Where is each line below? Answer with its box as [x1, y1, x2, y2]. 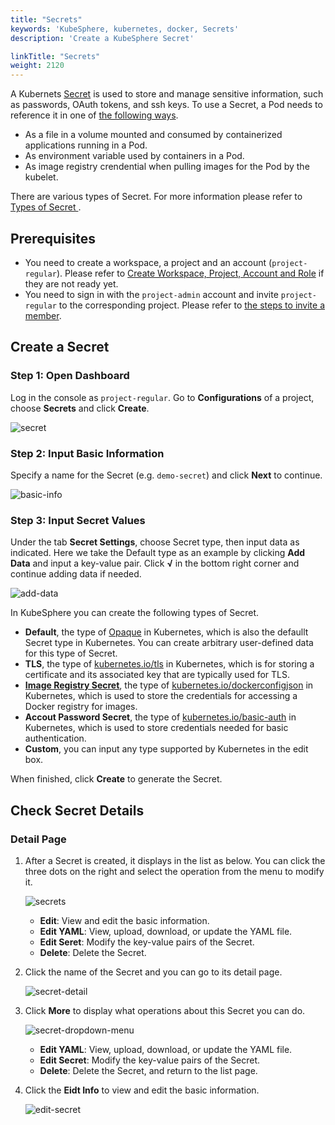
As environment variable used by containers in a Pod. [24, 150, 245, 162]
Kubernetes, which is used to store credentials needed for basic [24, 722, 289, 734]
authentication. [24, 732, 87, 745]
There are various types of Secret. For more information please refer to [10, 191, 303, 203]
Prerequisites [10, 230, 96, 247]
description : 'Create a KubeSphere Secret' [10, 33, 195, 43]
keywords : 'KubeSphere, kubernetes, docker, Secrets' [10, 24, 240, 34]
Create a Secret [10, 339, 110, 356]
